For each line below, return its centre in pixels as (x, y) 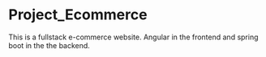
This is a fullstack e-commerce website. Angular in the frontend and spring (133, 37)
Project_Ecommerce (78, 15)
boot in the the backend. (49, 45)
